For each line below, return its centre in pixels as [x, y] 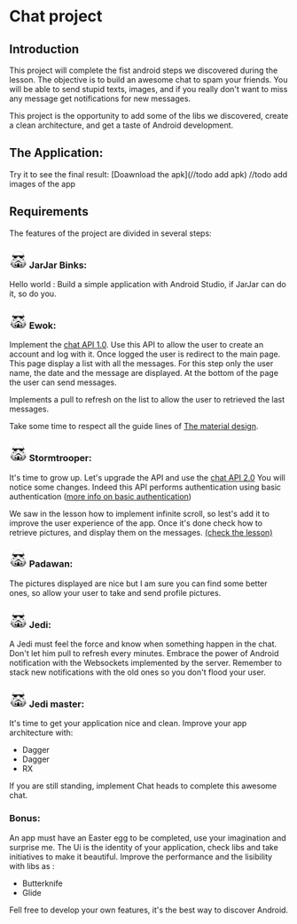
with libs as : [32, 865]
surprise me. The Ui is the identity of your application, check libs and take [144, 847]
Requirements [49, 211]
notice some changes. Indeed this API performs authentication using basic [145, 487]
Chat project [56, 16]
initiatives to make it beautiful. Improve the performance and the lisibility [141, 857]
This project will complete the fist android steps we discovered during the [144, 70]
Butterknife [43, 883]
